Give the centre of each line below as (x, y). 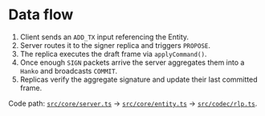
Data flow (41, 15)
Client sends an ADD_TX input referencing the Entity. (104, 37)
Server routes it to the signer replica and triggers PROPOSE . (115, 45)
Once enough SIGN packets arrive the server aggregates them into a (132, 62)
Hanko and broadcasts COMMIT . (69, 70)
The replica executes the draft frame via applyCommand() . (113, 54)
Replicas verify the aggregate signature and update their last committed (139, 79)
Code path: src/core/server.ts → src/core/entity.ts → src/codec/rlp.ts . (133, 103)
